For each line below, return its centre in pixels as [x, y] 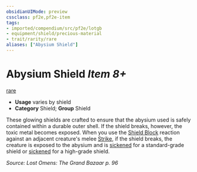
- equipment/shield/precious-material [54, 34]
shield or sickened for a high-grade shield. [58, 151]
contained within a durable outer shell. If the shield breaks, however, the [94, 126]
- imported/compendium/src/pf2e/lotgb [54, 28]
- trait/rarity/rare [32, 39]
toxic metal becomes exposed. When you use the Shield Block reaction [93, 132]
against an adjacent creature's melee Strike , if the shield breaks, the [89, 138]
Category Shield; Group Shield [53, 108]
